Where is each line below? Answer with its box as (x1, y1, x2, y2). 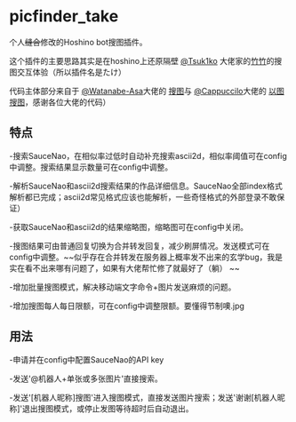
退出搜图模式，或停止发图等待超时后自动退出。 (21, 402, 194, 414)
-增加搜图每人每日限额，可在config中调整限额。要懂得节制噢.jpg (9, 300, 244, 311)
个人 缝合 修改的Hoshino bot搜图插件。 (9, 36, 148, 47)
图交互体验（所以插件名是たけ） (9, 67, 126, 77)
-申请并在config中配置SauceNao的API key (9, 354, 164, 365)
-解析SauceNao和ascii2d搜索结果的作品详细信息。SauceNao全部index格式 (9, 180, 283, 191)
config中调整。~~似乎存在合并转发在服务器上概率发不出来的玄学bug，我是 (9, 251, 283, 262)
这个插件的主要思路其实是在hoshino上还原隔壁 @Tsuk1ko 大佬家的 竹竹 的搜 (9, 55, 283, 66)
